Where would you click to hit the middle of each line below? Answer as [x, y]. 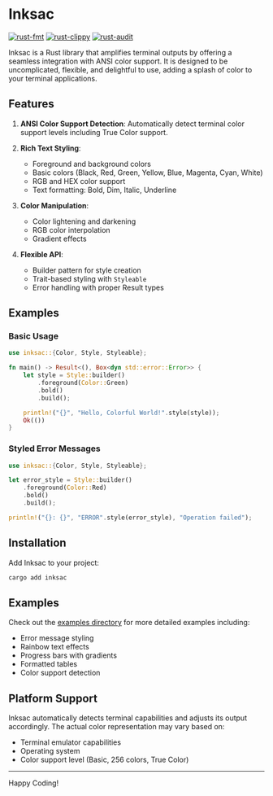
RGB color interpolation [71, 230]
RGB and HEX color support [79, 181]
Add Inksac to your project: [54, 562]
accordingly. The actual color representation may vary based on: [117, 727]
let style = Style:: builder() [74, 375]
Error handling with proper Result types [98, 287]
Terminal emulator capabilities [71, 742]
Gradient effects [59, 238]
